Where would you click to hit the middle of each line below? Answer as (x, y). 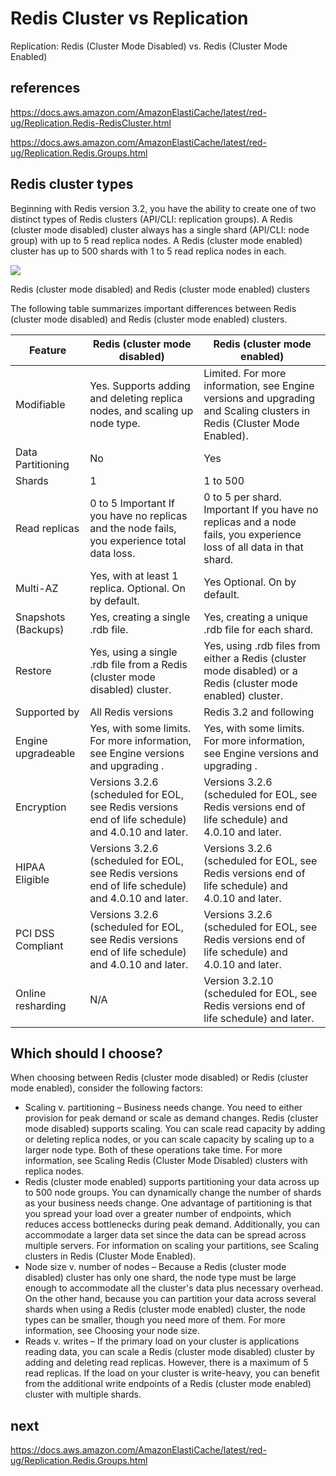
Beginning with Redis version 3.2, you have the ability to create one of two (163, 208)
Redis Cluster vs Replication (129, 18)
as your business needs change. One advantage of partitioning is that (168, 1203)
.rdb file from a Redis (138, 664)
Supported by (47, 712)
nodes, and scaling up (141, 410)
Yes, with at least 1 (134, 575)
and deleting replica (136, 398)
